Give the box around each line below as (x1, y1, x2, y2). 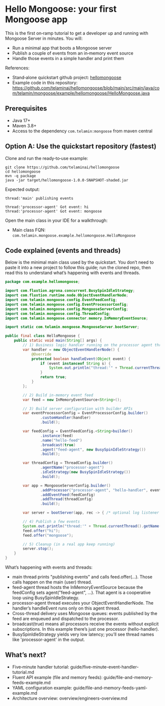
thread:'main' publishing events (5, 196, 74, 201)
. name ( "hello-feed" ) (40, 438, 82, 443)
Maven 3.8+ (12, 123, 37, 128)
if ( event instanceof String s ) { (40, 361, 111, 366)
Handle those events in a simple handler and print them (12, 55, 124, 61)
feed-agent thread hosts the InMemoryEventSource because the (12, 584, 143, 590)
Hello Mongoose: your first (5, 3, 117, 15)
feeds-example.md (12, 679, 51, 685)
